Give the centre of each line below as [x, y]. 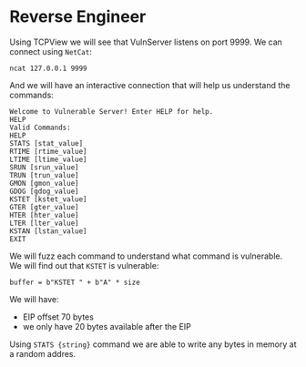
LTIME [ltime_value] [49, 159]
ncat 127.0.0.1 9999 [49, 68]
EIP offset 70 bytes [58, 317]
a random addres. [42, 353]
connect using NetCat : [51, 51]
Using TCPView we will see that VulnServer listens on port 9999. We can [146, 42]
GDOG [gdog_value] [44, 191]
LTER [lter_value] [44, 223]
